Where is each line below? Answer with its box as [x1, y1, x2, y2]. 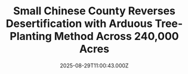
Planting [10, 30, 52, 43]
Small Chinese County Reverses [13, 4, 176, 18]
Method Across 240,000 [54, 30, 179, 43]
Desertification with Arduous [5, 17, 153, 30]
